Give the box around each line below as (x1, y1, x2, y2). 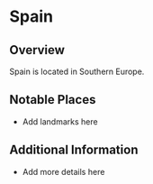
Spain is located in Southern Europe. (9, 66, 145, 77)
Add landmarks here (22, 115, 98, 127)
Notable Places (9, 92, 96, 107)
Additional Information (9, 143, 139, 158)
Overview (9, 42, 66, 58)
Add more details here (22, 166, 105, 177)
